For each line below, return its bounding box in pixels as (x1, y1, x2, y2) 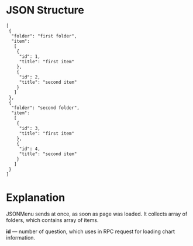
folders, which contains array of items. (6, 216, 99, 223)
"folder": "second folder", (11, 105, 80, 111)
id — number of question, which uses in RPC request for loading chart (6, 228, 175, 235)
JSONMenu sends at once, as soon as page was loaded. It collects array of (6, 210, 188, 217)
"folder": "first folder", (11, 33, 77, 39)
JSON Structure (6, 4, 85, 17)
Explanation (6, 191, 66, 204)
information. (6, 234, 36, 241)
